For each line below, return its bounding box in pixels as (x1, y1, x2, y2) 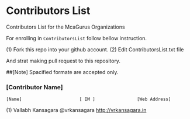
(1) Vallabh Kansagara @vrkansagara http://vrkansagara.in (6, 107, 147, 114)
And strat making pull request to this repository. (6, 57, 121, 64)
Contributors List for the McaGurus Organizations (6, 23, 125, 30)
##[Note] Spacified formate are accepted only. (6, 68, 119, 75)
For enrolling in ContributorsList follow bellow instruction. (6, 34, 147, 41)
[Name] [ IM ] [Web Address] (6, 96, 171, 103)
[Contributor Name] (6, 83, 63, 91)
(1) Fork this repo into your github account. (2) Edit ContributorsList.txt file (6, 45, 184, 53)
